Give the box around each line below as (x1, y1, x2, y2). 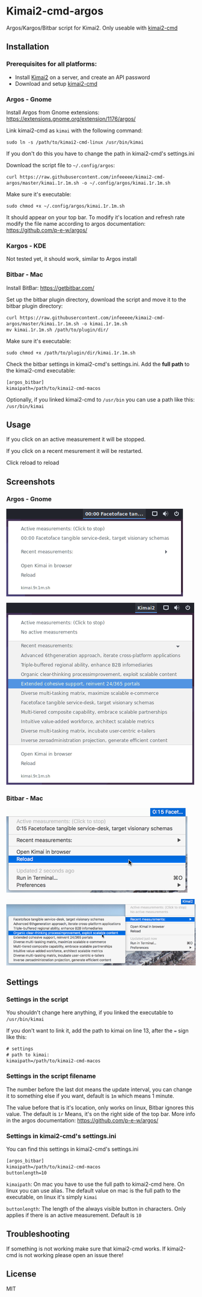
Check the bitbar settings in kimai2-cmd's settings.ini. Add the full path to (6, 360, 190, 368)
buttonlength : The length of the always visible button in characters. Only (6, 1205, 186, 1212)
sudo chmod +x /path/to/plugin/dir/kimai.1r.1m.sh (6, 350, 136, 356)
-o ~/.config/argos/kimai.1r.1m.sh (81, 180, 171, 186)
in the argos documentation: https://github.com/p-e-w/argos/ (6, 1116, 159, 1124)
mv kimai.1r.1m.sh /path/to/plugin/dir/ (6, 327, 109, 333)
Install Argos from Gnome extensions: (6, 109, 100, 116)
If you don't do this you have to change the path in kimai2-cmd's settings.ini (6, 150, 195, 157)
